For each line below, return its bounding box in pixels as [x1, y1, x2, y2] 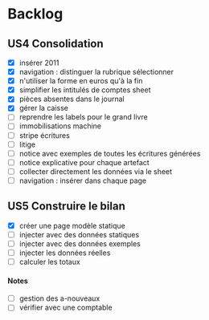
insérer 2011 [18, 58, 59, 67]
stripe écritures [18, 130, 70, 140]
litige [18, 140, 36, 149]
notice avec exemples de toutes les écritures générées [18, 148, 201, 158]
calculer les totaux [18, 257, 81, 266]
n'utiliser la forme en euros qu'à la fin [18, 76, 143, 86]
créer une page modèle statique [18, 221, 126, 230]
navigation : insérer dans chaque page [18, 176, 147, 185]
